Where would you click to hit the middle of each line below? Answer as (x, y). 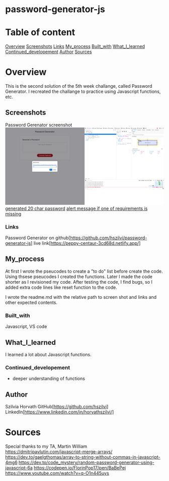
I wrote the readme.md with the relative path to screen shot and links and (81, 297)
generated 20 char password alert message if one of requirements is (76, 208)
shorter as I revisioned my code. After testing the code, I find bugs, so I (79, 282)
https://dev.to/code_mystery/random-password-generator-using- (86, 462)
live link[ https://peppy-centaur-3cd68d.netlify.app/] (87, 243)
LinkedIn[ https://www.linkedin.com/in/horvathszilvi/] (60, 412)
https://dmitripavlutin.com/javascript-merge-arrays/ (59, 451)
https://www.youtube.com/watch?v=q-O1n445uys (57, 473)
